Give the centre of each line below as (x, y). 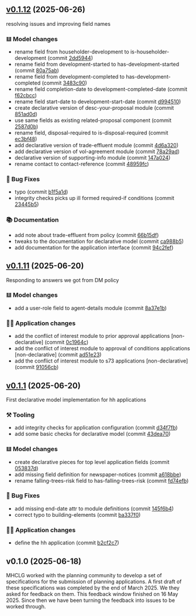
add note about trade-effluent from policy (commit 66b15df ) (87, 235)
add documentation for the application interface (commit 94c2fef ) (94, 247)
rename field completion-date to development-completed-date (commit (101, 89)
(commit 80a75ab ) (37, 70)
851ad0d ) (26, 114)
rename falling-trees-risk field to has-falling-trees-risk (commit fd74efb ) (102, 480)
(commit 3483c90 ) (65, 83)
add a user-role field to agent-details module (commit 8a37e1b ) (90, 308)
